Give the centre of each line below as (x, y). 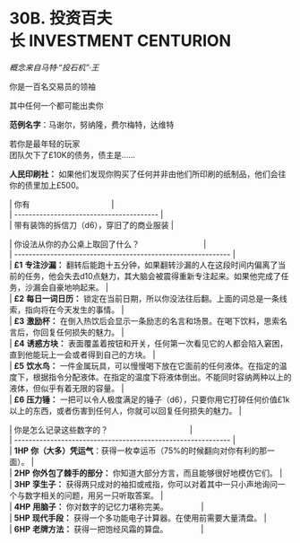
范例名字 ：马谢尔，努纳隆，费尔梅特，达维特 (92, 124)
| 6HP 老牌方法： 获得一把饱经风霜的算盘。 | (107, 529)
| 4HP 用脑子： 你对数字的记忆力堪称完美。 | (107, 506)
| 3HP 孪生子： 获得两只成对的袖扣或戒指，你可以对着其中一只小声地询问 (144, 484)
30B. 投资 (45, 18)
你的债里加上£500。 (47, 185)
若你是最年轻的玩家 (45, 144)
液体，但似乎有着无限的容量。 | (67, 388)
